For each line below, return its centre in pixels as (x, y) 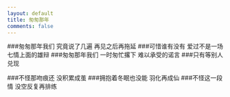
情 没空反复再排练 (32, 87)
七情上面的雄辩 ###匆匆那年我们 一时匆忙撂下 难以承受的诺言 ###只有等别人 (115, 55)
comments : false (30, 26)
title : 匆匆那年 (28, 20)
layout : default (30, 13)
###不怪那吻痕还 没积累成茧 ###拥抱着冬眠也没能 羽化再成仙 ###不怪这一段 (115, 78)
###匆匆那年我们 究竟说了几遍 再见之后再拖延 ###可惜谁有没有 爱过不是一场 (115, 46)
